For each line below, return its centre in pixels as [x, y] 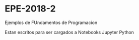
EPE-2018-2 [30, 9]
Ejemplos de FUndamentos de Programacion [51, 22]
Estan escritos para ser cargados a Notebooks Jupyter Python [69, 32]
